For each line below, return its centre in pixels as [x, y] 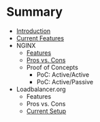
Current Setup [46, 111]
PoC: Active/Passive [65, 82]
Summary [34, 12]
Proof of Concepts [52, 67]
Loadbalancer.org [41, 89]
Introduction [33, 31]
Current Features [40, 38]
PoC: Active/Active [63, 74]
